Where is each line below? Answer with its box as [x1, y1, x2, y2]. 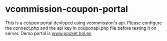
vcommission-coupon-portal [5, 3, 128, 15]
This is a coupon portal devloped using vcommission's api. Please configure [5, 20, 162, 26]
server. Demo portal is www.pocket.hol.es [5, 30, 91, 36]
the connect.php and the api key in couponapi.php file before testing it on [5, 25, 156, 31]
